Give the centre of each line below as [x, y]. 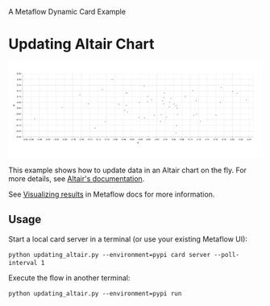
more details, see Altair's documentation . [77, 178]
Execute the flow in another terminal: [69, 278]
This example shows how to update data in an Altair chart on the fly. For [128, 170]
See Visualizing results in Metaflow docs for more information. [112, 194]
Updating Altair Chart [81, 44]
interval [23, 263]
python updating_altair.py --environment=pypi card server [110, 254]
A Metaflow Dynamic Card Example [67, 12]
